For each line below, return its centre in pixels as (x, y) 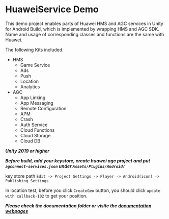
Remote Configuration (43, 108)
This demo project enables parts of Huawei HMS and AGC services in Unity (84, 23)
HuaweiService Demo (52, 9)
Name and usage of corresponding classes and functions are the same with (85, 34)
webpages (17, 211)
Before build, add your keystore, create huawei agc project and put (78, 161)
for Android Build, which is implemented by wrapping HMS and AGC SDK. (82, 29)
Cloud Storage (35, 135)
